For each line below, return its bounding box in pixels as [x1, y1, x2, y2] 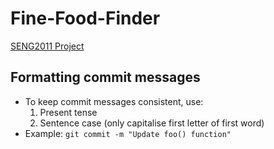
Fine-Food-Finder [10, 7, 161, 30]
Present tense [39, 106, 98, 118]
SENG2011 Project [10, 40, 85, 52]
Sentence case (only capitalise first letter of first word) [39, 117, 265, 129]
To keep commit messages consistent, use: [24, 95, 204, 107]
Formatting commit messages [10, 69, 201, 86]
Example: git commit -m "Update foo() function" [24, 127, 232, 139]
